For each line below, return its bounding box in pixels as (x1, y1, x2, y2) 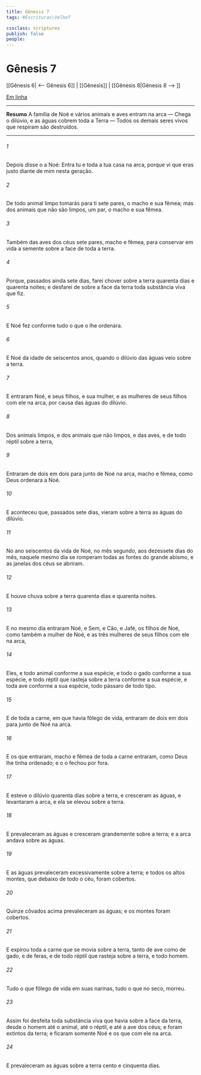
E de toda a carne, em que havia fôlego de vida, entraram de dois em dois (6, 715, 188, 722)
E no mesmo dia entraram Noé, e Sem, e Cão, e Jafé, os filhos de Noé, (6, 624, 181, 631)
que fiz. (6, 290, 25, 297)
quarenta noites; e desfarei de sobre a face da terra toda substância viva (6, 283, 185, 290)
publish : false (6, 31, 44, 37)
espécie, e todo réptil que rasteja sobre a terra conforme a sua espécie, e (6, 676, 187, 683)
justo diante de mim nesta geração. (6, 168, 93, 175)
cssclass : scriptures (6, 25, 60, 31)
